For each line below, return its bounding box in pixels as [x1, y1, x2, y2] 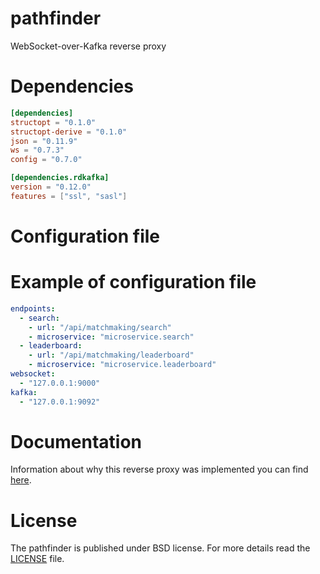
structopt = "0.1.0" [10, 117, 97, 127]
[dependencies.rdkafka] [10, 173, 110, 183]
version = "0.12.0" [10, 182, 92, 192]
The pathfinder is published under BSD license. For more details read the [10, 542, 311, 554]
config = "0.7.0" [10, 155, 83, 165]
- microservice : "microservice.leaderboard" [28, 360, 217, 370]
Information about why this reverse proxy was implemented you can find [10, 463, 309, 476]
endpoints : [10, 303, 56, 314]
